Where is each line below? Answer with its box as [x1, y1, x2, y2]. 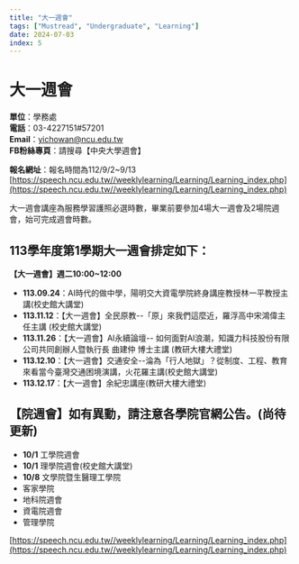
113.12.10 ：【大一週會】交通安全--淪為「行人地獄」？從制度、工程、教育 [22, 355, 288, 366]
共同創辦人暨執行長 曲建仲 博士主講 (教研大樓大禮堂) [38, 344, 232, 354]
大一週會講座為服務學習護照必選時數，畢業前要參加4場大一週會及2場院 [9, 203, 272, 214]
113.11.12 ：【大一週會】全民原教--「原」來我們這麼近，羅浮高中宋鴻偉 [22, 310, 278, 321]
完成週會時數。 [40, 214, 96, 225]
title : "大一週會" [9, 13, 74, 23]
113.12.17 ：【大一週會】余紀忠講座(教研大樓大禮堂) [22, 378, 207, 388]
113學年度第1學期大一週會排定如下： [9, 242, 210, 258]
